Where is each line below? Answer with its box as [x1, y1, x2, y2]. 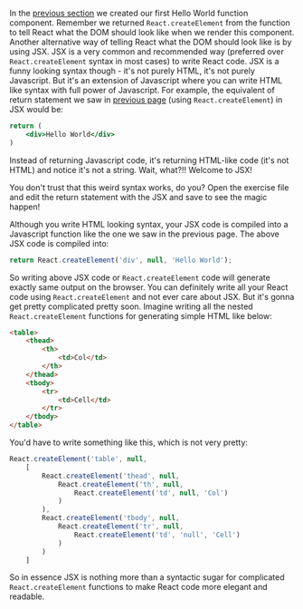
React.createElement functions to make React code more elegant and [9, 582, 269, 593]
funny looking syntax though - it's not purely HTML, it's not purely [9, 65, 256, 76]
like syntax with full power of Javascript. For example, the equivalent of [9, 85, 276, 95]
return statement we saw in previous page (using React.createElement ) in [9, 94, 283, 105]
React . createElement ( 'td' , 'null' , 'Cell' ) [73, 530, 241, 539]
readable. [9, 591, 45, 602]
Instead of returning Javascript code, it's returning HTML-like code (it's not [9, 154, 289, 166]
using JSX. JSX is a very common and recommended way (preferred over [9, 46, 285, 57]
